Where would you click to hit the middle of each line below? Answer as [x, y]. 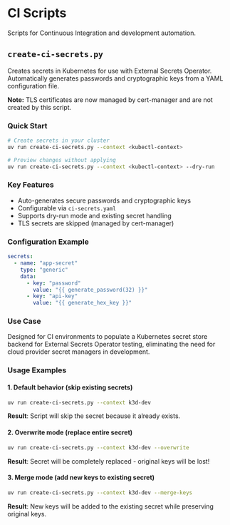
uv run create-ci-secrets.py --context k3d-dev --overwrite [99, 447]
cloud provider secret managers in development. [79, 352]
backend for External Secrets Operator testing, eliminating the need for [111, 345]
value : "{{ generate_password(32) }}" [90, 290]
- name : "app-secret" [46, 263]
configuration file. [33, 86]
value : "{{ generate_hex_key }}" [83, 303]
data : [28, 276]
